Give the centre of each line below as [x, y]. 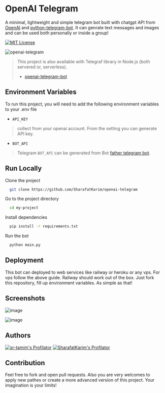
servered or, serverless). [42, 67]
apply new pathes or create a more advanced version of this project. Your [80, 380]
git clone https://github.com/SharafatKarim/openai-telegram [74, 189]
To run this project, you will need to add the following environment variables [82, 104]
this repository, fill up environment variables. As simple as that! [69, 283]
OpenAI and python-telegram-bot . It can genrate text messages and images [82, 27]
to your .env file [21, 109]
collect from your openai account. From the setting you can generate [87, 128]
